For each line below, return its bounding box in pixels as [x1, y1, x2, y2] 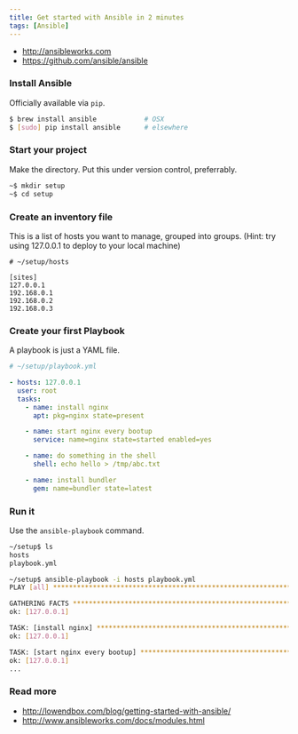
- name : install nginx [25, 403, 109, 411]
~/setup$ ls [9, 542, 53, 551]
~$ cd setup [9, 189, 53, 198]
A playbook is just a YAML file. [9, 345, 121, 355]
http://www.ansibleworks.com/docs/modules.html [21, 714, 206, 725]
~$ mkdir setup [9, 181, 66, 190]
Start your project [9, 144, 87, 156]
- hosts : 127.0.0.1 [9, 379, 82, 387]
